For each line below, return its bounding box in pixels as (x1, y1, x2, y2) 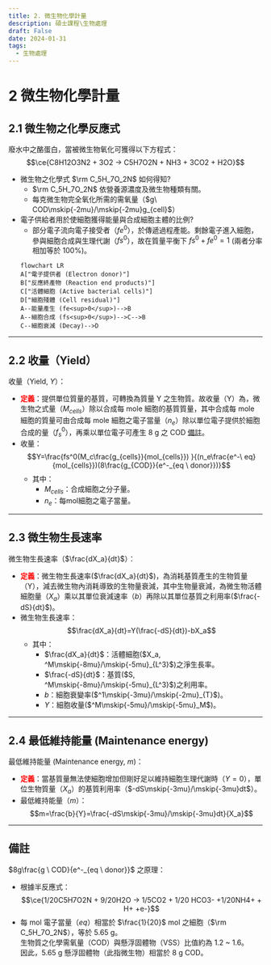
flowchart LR (19, 262, 65, 270)
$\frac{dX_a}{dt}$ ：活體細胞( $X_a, (44, 650, 161, 659)
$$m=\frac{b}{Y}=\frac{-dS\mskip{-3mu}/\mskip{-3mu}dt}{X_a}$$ (29, 808, 254, 818)
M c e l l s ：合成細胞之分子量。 (44, 485, 135, 496)
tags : (8, 42, 27, 50)
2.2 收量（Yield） (8, 353, 97, 367)
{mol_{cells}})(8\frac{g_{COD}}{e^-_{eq (52, 460, 184, 470)
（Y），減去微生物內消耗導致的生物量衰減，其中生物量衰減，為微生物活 (19, 581, 256, 590)
